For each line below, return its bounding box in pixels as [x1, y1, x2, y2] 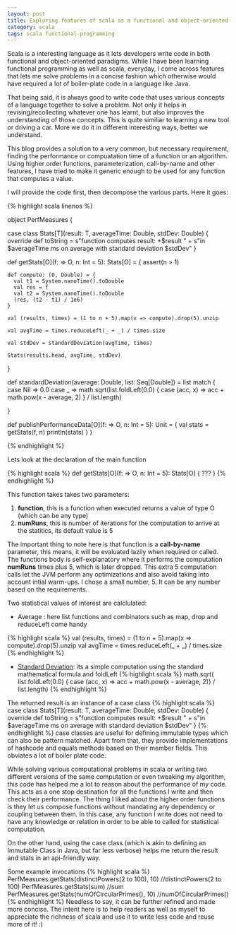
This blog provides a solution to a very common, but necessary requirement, [7, 144, 229, 153]
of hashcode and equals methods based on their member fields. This [7, 743, 208, 753]
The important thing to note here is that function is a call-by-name [7, 540, 201, 548]
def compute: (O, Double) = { [7, 271, 97, 279]
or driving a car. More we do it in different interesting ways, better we [7, 123, 209, 131]
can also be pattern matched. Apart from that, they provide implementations [7, 736, 228, 745]
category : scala [7, 23, 55, 30]
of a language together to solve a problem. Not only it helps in [7, 100, 187, 110]
